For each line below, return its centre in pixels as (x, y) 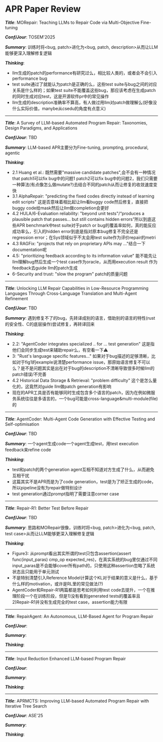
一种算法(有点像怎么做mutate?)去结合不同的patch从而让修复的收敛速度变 (85, 184)
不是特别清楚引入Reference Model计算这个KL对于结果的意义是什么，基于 (85, 578)
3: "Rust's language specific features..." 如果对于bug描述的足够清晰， (81, 356)
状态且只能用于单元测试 (35, 571)
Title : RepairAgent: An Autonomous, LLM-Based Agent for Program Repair (79, 616)
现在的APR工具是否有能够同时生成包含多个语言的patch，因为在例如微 (81, 392)
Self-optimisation (22, 424)
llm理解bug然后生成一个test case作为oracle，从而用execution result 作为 (85, 262)
